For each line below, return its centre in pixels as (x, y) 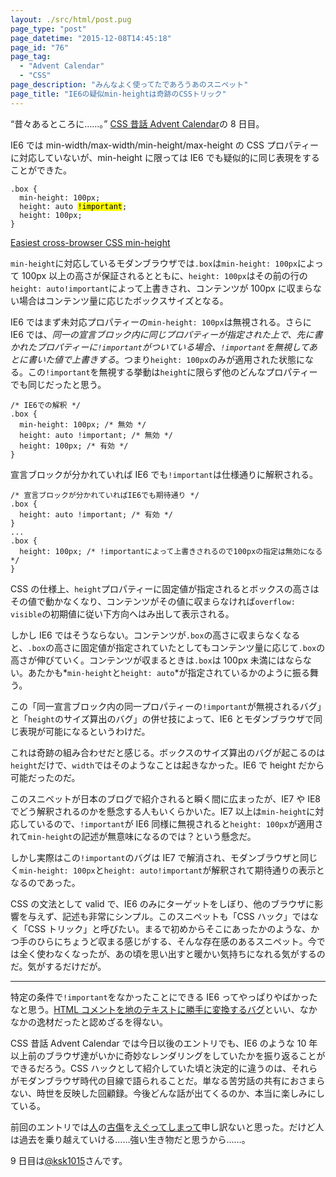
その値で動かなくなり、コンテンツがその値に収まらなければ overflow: (153, 601)
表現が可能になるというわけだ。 (84, 731)
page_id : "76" (40, 47)
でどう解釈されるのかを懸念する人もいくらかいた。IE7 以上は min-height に (163, 811)
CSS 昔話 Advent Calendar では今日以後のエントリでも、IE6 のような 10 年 (164, 1043)
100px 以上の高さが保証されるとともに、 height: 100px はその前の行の (164, 275)
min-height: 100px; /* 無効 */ (83, 424)
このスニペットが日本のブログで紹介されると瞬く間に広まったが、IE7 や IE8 (165, 798)
